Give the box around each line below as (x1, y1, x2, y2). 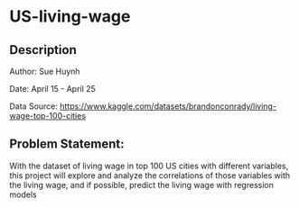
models (9, 189, 38, 200)
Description (9, 42, 77, 58)
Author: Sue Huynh (9, 66, 80, 76)
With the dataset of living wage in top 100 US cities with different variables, (9, 160, 289, 171)
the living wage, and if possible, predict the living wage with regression (9, 179, 274, 190)
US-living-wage (9, 6, 131, 27)
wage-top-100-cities (9, 111, 87, 121)
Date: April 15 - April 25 (9, 84, 97, 94)
